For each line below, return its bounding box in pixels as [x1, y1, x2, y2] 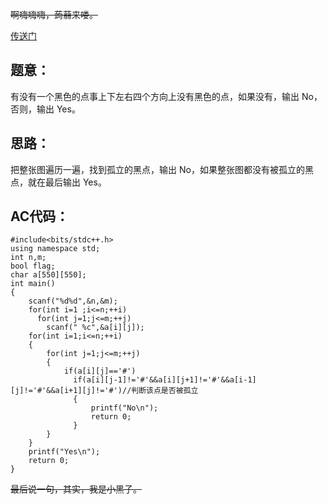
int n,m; [10, 253, 47, 263]
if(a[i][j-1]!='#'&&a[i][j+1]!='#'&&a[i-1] [73, 375, 257, 385]
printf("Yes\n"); [28, 447, 101, 457]
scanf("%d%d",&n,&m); [28, 296, 118, 307]
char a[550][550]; [10, 270, 87, 280]
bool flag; [10, 261, 56, 272]
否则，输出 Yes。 [10, 103, 81, 115]
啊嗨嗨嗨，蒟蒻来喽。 [10, 9, 98, 20]
